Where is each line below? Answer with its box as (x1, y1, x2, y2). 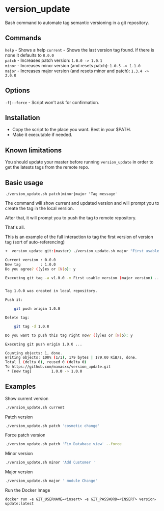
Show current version (5, 395, 49, 401)
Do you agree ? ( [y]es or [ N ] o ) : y (5, 267, 76, 271)
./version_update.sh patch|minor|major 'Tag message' (5, 191, 118, 196)
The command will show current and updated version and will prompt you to (5, 200, 160, 206)
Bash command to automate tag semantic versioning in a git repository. (5, 20, 149, 26)
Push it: (5, 297, 23, 302)
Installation (5, 113, 40, 122)
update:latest (5, 501, 34, 506)
